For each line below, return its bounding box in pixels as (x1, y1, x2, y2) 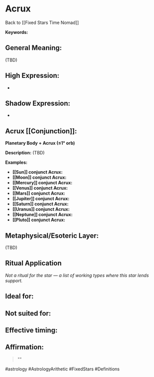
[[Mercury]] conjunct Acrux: (12, 180, 73, 186)
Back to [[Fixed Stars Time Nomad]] (5, 19, 79, 25)
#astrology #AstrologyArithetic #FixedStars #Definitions (5, 366, 120, 372)
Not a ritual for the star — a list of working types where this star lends (5, 272, 149, 278)
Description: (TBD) (5, 150, 45, 156)
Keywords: (5, 29, 28, 35)
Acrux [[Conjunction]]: (5, 127, 77, 135)
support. (5, 278, 23, 284)
